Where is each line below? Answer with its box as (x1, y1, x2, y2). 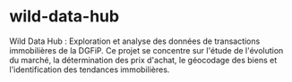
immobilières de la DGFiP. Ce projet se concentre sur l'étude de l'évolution (9, 45, 284, 55)
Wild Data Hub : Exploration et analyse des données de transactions (9, 36, 261, 46)
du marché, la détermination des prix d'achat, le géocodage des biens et (9, 54, 278, 65)
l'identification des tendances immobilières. (9, 64, 170, 75)
